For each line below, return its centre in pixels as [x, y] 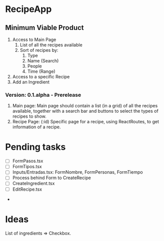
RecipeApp [28, 9]
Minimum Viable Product [44, 28]
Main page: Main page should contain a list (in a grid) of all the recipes [85, 106]
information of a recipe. [36, 127]
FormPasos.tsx [28, 161]
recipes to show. [29, 116]
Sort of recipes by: [39, 50]
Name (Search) [43, 61]
